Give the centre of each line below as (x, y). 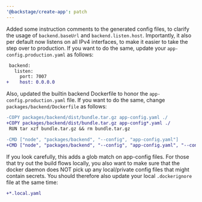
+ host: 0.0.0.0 (31, 82)
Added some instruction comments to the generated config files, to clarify (98, 29)
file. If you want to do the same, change (116, 100)
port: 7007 (33, 77)
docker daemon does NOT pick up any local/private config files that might (98, 170)
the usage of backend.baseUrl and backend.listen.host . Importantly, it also (99, 35)
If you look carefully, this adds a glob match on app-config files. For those (98, 156)
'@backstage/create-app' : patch (47, 12)
